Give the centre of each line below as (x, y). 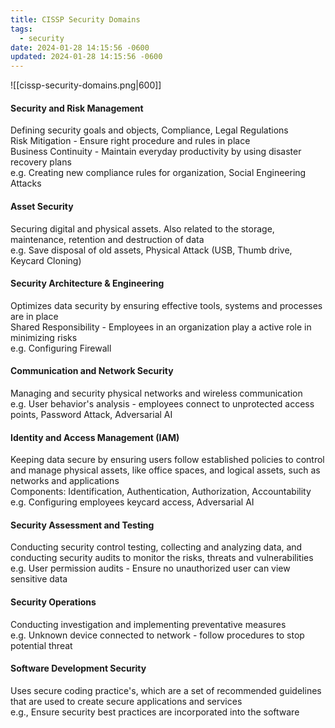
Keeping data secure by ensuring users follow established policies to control (167, 460)
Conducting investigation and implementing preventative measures (148, 624)
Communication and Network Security (92, 371)
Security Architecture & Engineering (87, 283)
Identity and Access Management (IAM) (95, 437)
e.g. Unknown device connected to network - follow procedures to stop (157, 635)
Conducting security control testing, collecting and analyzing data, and (156, 547)
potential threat (41, 645)
